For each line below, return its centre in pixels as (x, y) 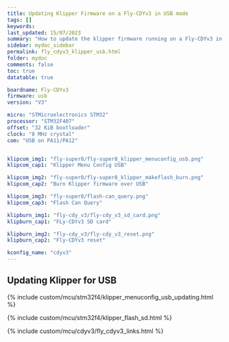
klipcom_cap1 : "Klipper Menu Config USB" (67, 166)
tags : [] (20, 20)
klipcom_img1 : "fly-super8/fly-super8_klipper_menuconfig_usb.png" (106, 159)
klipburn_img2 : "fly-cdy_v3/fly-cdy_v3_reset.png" (81, 234)
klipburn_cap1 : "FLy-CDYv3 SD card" (59, 221)
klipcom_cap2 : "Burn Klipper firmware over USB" (78, 184)
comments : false (30, 65)
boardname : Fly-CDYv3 (38, 90)
